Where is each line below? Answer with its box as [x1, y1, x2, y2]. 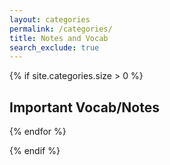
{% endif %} [9, 145, 61, 157]
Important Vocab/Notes [9, 99, 160, 116]
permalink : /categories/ [9, 24, 113, 34]
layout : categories [9, 14, 91, 25]
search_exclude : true [9, 42, 100, 53]
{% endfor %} [9, 126, 67, 138]
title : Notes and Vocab [9, 33, 109, 43]
